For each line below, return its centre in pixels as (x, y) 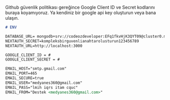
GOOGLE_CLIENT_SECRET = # (32, 60)
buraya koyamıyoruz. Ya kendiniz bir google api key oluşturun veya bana (81, 13)
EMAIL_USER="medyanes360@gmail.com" (44, 83)
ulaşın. (12, 18)
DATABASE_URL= (20, 36)
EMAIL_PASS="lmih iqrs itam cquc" (42, 87)
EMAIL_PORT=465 (21, 73)
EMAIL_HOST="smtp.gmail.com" (36, 69)
